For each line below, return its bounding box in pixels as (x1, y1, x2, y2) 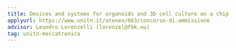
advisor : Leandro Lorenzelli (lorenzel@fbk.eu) (7, 23, 151, 30)
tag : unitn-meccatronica (7, 30, 81, 37)
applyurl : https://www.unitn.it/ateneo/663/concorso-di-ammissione (7, 17, 211, 24)
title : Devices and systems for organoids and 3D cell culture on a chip (7, 10, 230, 18)
